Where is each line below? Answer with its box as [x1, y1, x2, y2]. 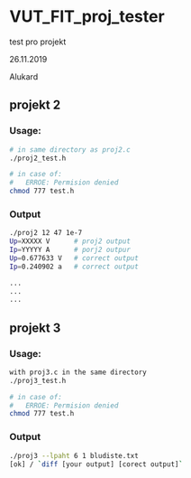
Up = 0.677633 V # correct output [9, 253, 140, 263]
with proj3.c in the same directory [9, 368, 147, 377]
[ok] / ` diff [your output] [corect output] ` [9, 459, 183, 469]
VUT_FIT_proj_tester [9, 6, 165, 27]
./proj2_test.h [9, 154, 67, 163]
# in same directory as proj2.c [9, 145, 131, 155]
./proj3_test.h [9, 376, 67, 385]
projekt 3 [9, 320, 61, 335]
